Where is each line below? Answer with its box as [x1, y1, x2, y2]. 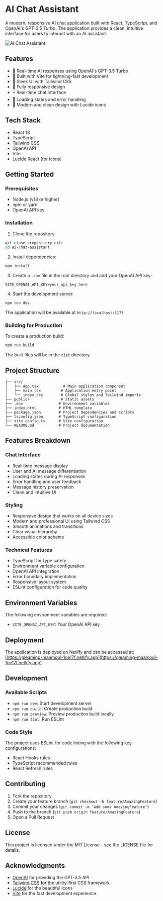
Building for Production [5, 322, 63, 329]
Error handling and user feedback [12, 479, 81, 485]
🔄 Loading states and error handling [12, 96, 86, 102]
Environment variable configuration [12, 563, 84, 569]
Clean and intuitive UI [12, 489, 57, 495]
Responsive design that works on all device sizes [12, 513, 113, 519]
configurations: [5, 745, 36, 751]
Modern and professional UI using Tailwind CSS [12, 518, 110, 524]
